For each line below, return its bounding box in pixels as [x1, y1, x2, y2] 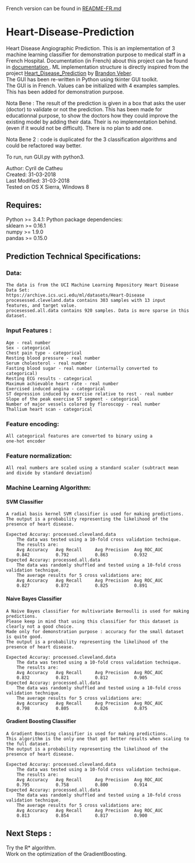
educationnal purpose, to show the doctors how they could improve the [6, 112, 178, 119]
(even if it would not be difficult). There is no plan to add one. [6, 124, 154, 131]
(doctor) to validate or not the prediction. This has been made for [6, 105, 162, 113]
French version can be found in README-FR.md [6, 5, 121, 12]
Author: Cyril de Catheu [6, 164, 63, 171]
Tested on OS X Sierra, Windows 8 [6, 183, 89, 190]
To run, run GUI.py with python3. [6, 153, 85, 160]
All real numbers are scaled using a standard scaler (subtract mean [6, 465, 179, 471]
